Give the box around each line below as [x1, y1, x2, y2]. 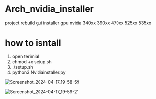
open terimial [12, 53, 39, 59]
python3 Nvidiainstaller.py [12, 69, 66, 75]
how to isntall [5, 37, 61, 49]
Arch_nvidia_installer [5, 3, 94, 15]
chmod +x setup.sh [12, 58, 52, 65]
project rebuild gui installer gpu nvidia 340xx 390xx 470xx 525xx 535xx [5, 20, 152, 26]
